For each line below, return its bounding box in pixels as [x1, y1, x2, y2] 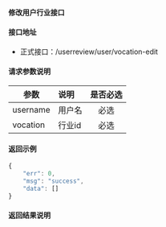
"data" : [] [22, 184, 59, 192]
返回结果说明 [8, 210, 51, 221]
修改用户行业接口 [8, 7, 65, 17]
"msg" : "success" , [22, 177, 84, 185]
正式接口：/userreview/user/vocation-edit [19, 47, 159, 56]
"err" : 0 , [22, 170, 56, 178]
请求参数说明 [8, 67, 51, 76]
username [12, 105, 51, 115]
